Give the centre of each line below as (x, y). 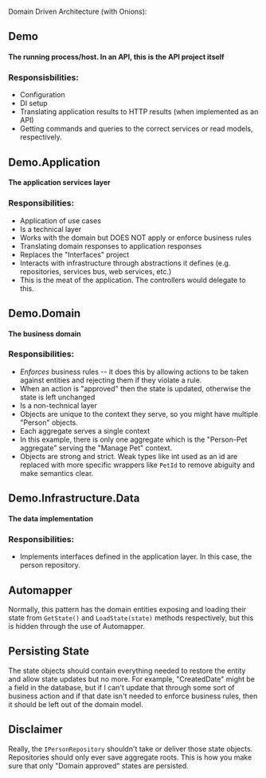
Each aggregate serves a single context (85, 430)
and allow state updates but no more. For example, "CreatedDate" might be (132, 679)
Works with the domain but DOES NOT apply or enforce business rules (136, 238)
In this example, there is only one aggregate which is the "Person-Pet (133, 439)
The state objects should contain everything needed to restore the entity (127, 670)
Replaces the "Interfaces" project (74, 254)
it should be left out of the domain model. (76, 704)
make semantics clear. (57, 473)
